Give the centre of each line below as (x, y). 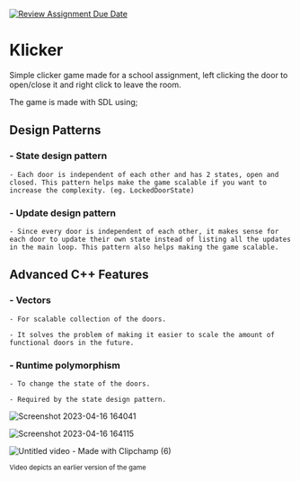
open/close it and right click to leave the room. (95, 85)
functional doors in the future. (72, 343)
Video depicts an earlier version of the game (78, 468)
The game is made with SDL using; (74, 102)
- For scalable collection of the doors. (88, 319)
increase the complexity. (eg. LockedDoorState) (102, 190)
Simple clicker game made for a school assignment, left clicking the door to (149, 75)
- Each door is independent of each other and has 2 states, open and (144, 174)
